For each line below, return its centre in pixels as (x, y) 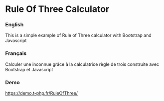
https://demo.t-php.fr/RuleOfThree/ (42, 93)
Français (16, 53)
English (14, 25)
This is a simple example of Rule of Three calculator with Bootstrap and (79, 35)
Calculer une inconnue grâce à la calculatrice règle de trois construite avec (82, 64)
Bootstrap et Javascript (29, 69)
